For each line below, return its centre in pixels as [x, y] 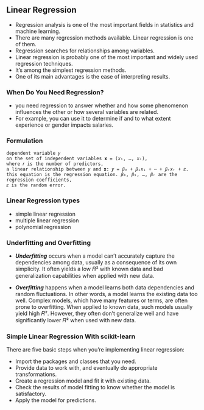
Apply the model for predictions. [55, 400]
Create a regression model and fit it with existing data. [83, 381]
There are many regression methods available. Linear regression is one [104, 37]
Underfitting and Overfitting [49, 242]
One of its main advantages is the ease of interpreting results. [93, 76]
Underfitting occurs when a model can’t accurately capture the [95, 256]
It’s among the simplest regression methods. [71, 70]
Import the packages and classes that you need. [76, 361]
